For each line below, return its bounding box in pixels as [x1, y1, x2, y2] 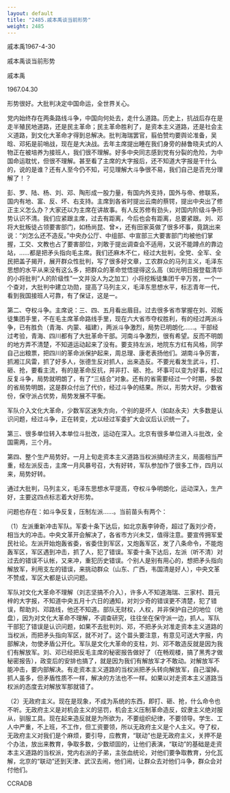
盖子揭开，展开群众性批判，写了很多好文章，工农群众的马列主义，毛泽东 [18, 257, 223, 265]
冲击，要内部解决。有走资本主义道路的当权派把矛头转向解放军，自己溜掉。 [12, 665, 223, 674]
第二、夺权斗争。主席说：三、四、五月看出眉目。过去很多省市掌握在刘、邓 [7, 306, 217, 314]
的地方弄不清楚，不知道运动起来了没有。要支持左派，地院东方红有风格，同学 [7, 340, 223, 348]
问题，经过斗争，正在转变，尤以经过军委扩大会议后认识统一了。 [12, 415, 193, 423]
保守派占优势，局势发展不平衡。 [18, 392, 110, 400]
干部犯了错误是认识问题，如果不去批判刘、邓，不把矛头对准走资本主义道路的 [7, 622, 223, 631]
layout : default [7, 10, 53, 17]
